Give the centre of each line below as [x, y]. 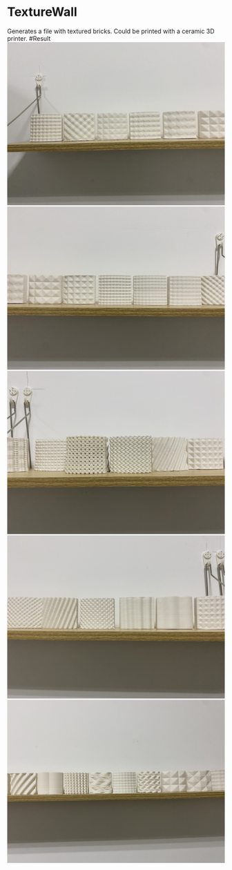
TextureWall [42, 12]
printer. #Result [29, 38]
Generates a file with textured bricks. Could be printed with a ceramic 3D [111, 31]
